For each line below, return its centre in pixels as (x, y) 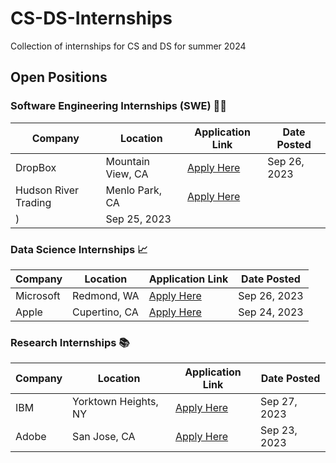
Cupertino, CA (105, 312)
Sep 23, (279, 430)
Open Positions (59, 77)
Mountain (128, 161)
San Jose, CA (104, 437)
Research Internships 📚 (70, 342)
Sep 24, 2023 (271, 312)
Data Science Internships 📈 (79, 249)
